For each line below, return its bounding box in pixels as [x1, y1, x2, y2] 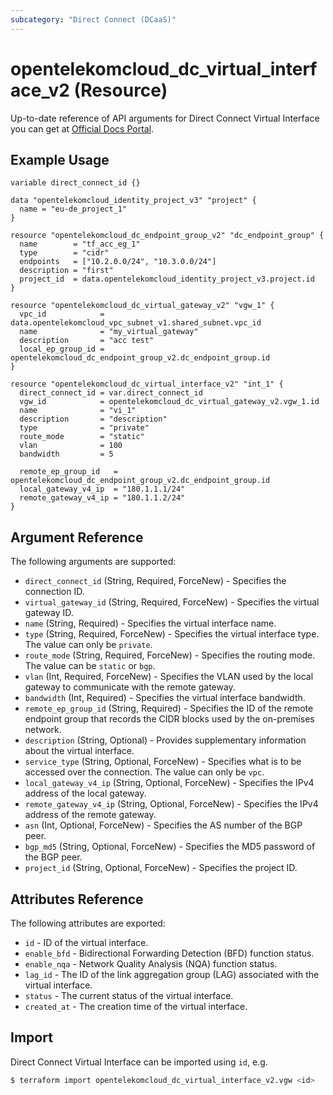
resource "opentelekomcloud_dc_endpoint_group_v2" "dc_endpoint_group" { [10, 231, 325, 241]
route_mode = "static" [19, 432, 145, 442]
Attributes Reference [10, 891, 144, 908]
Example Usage [10, 151, 110, 168]
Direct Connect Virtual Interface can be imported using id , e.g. [10, 1056, 268, 1068]
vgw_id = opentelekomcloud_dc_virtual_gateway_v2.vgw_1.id [19, 397, 320, 407]
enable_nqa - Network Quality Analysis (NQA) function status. [24, 958, 278, 970]
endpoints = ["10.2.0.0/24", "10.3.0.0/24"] [19, 257, 217, 267]
